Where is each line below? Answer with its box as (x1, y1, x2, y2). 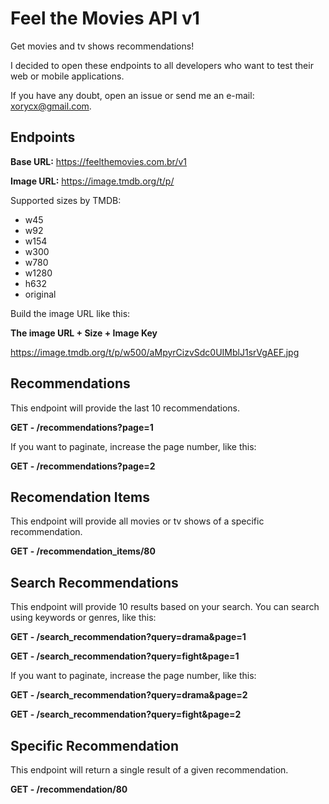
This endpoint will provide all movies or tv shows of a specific (10, 515, 265, 527)
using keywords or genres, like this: (10, 612, 157, 624)
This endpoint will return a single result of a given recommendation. (10, 764, 289, 776)
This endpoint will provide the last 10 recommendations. (10, 402, 241, 414)
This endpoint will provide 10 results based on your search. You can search (10, 601, 320, 613)
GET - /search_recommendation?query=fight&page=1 (10, 650, 240, 662)
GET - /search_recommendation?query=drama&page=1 (10, 631, 247, 643)
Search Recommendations (10, 574, 179, 591)
